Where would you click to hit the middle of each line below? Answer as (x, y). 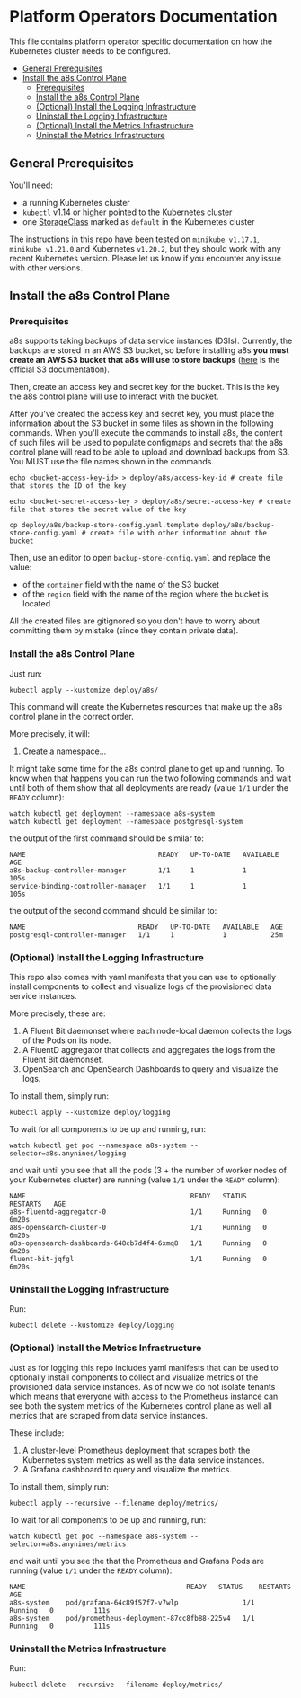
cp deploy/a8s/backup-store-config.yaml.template (104, 526)
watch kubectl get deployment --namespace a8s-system (112, 814)
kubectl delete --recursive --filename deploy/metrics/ (116, 1685)
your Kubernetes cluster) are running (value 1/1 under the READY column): (145, 1180)
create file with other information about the (178, 533)
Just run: (26, 673)
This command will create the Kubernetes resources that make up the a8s (146, 706)
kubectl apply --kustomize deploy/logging (90, 1113)
